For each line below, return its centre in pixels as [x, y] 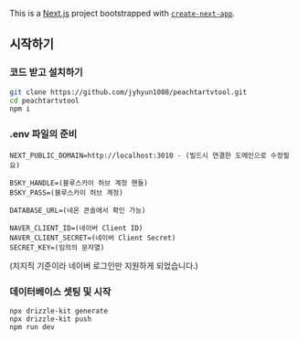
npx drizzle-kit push [51, 319]
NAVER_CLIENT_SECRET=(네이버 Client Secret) [93, 238]
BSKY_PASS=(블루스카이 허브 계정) [66, 192]
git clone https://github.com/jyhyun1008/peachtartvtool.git [128, 92]
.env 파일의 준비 [43, 134]
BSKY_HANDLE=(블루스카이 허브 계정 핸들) [79, 183]
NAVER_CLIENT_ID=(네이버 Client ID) [76, 228]
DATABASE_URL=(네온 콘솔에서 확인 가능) [78, 210]
